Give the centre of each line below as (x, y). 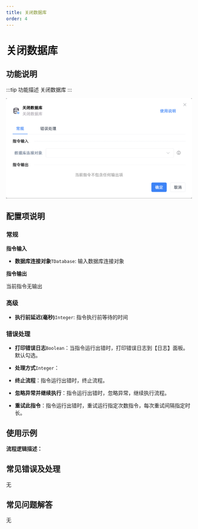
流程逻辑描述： (24, 449)
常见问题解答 (29, 504)
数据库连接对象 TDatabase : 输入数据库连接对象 (70, 261)
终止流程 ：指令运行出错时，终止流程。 (61, 380)
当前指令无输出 (24, 286)
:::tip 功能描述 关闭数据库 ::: (39, 89)
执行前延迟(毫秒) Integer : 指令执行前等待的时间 (71, 317)
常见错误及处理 (33, 469)
